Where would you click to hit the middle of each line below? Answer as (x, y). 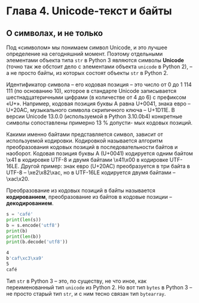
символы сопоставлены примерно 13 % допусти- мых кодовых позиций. (99, 123)
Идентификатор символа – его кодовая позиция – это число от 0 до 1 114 (99, 84)
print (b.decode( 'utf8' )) (37, 242)
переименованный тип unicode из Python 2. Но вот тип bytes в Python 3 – (99, 287)
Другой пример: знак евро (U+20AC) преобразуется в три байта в (105, 166)
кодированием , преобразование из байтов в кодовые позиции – (89, 197)
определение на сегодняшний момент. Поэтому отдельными (85, 54)
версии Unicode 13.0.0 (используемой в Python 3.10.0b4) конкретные (94, 116)
